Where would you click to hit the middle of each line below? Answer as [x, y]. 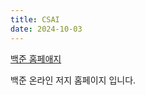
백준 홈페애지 [36, 58]
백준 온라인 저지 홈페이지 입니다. [73, 80]
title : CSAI [35, 19]
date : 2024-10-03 [46, 29]
